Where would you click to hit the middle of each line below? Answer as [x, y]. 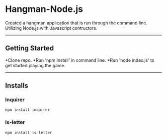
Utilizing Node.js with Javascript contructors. [51, 28]
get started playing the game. [35, 65]
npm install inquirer [28, 110]
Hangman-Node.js [44, 9]
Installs [17, 86]
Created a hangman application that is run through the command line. [76, 23]
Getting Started [30, 48]
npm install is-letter [29, 133]
